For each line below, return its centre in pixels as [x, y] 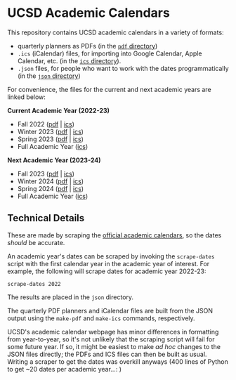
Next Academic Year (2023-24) [54, 160]
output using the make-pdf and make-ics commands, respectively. [101, 318]
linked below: [26, 97]
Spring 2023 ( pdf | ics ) [51, 139]
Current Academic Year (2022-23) [59, 110]
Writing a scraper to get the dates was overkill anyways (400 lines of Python [118, 361]
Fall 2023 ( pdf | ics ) [46, 173]
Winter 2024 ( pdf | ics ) [51, 181]
